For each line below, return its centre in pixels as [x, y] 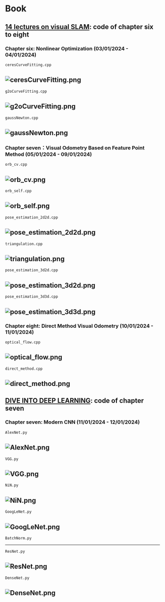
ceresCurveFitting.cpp [28, 65]
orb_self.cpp [18, 191]
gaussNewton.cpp [22, 118]
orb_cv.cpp [16, 165]
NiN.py [12, 485]
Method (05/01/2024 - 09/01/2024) [49, 154]
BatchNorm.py [18, 538]
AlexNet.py [16, 432]
